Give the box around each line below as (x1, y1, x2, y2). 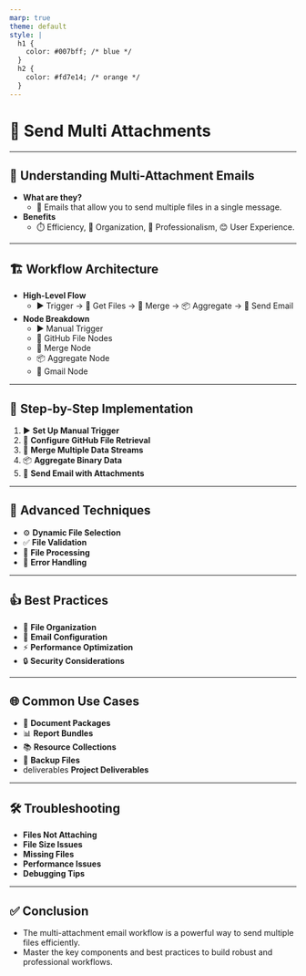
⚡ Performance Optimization (22, 641, 134, 652)
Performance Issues (22, 858, 102, 869)
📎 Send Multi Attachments (9, 120, 211, 141)
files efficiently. (22, 937, 80, 949)
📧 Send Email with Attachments (22, 468, 145, 479)
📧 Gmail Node (36, 366, 88, 377)
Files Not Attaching (22, 829, 97, 840)
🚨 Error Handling (22, 556, 87, 567)
